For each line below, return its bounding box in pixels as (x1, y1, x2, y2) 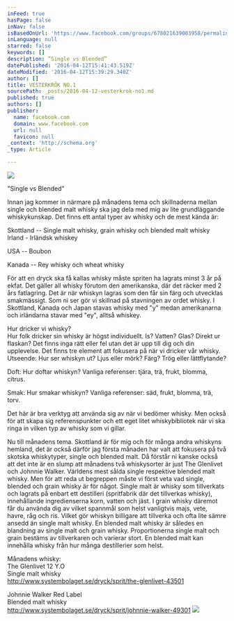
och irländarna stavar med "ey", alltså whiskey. (7, 311, 141, 319)
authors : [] (7, 101, 42, 108)
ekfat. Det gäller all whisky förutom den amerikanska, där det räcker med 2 (7, 281, 221, 290)
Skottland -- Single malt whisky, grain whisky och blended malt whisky (7, 226, 210, 234)
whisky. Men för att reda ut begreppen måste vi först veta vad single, (7, 475, 205, 482)
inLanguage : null (7, 36, 58, 43)
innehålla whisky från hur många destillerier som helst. (7, 541, 164, 549)
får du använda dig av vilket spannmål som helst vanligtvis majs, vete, (7, 504, 208, 512)
